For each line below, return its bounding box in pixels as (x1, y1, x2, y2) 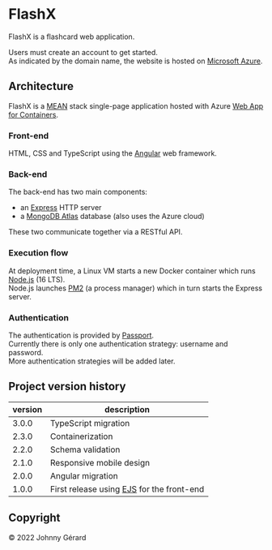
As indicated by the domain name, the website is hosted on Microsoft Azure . (8, 56, 263, 66)
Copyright (8, 511, 61, 525)
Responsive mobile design (49, 457, 151, 468)
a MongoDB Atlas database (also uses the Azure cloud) (19, 212, 205, 221)
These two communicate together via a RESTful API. (8, 227, 183, 237)
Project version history (8, 380, 126, 393)
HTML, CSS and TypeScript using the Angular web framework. (8, 148, 217, 158)
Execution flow (8, 247, 69, 259)
